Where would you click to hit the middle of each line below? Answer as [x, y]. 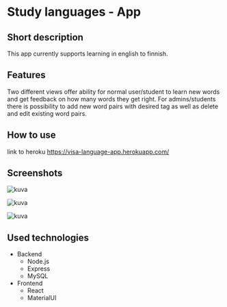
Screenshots [35, 173]
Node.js [38, 262]
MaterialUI [42, 298]
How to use [31, 135]
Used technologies [48, 237]
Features [26, 75]
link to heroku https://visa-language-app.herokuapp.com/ [88, 151]
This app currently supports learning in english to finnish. [88, 53]
